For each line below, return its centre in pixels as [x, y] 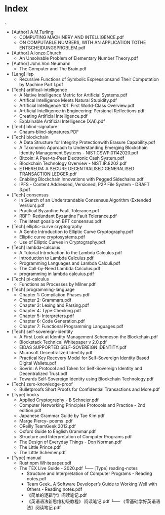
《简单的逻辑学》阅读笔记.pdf [57, 495]
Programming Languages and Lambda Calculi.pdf [70, 263]
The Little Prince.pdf [40, 447]
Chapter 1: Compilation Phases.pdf [54, 294]
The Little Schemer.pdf [42, 452]
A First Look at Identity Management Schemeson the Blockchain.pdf [88, 336]
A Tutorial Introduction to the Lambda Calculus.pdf [70, 252]
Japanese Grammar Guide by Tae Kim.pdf [62, 416]
